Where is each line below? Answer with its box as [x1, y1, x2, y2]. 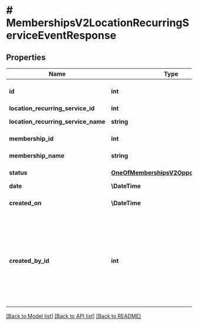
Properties [6, 52, 46, 62]
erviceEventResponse [6, 29, 117, 42]
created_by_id [9, 257, 49, 265]
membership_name [9, 152, 65, 160]
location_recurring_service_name [9, 118, 106, 126]
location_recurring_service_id [9, 104, 95, 112]
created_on [9, 199, 42, 207]
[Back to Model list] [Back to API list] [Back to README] [6, 313, 141, 320]
